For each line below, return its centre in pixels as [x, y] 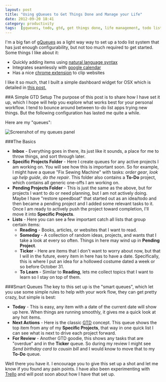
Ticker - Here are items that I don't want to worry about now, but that [90, 251]
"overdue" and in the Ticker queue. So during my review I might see [82, 343]
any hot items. [27, 317]
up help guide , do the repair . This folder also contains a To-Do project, [84, 177]
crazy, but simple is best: [31, 297]
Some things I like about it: [32, 53]
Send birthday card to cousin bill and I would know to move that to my [83, 349]
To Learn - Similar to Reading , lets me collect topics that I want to [86, 272]
